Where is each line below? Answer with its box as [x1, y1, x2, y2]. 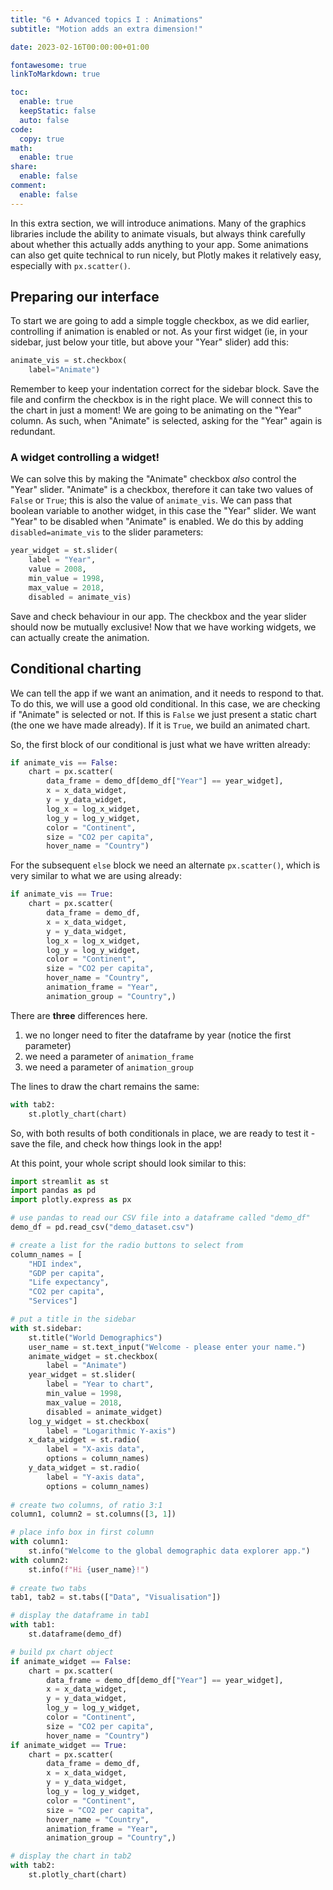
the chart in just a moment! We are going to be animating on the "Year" [10, 404, 302, 416]
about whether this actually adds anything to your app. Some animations [10, 238, 309, 250]
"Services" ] [28, 1296, 78, 1306]
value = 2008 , [28, 564, 87, 575]
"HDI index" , [28, 1259, 83, 1269]
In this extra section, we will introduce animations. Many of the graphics [10, 217, 307, 229]
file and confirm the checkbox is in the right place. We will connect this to [10, 394, 313, 406]
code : [10, 124, 33, 135]
